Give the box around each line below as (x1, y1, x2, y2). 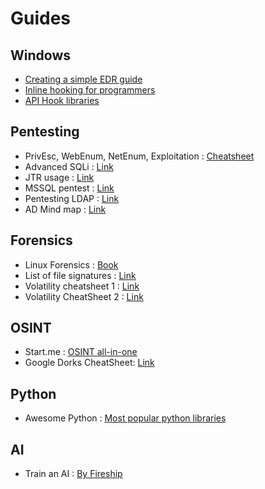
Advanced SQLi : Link (24, 160, 114, 172)
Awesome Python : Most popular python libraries (24, 412, 227, 424)
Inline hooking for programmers (24, 84, 156, 96)
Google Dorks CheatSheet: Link (24, 357, 155, 369)
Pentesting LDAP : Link (24, 192, 120, 204)
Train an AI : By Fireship (24, 468, 123, 480)
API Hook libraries (24, 95, 100, 106)
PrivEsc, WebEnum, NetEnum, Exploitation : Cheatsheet (24, 150, 255, 162)
